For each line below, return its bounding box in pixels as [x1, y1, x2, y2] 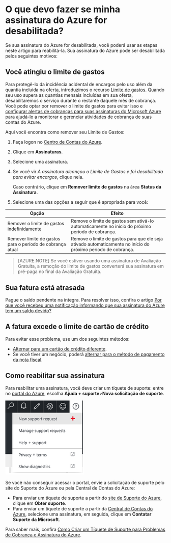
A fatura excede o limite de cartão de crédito [5, 322, 149, 331]
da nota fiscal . [12, 357, 43, 363]
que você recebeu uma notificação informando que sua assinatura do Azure [5, 302, 165, 309]
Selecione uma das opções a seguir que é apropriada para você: [12, 199, 149, 205]
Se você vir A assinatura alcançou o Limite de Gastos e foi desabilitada [12, 168, 163, 174]
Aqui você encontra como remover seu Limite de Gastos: [5, 129, 125, 135]
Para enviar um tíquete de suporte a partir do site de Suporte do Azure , [12, 495, 162, 501]
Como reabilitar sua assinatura [5, 371, 105, 380]
